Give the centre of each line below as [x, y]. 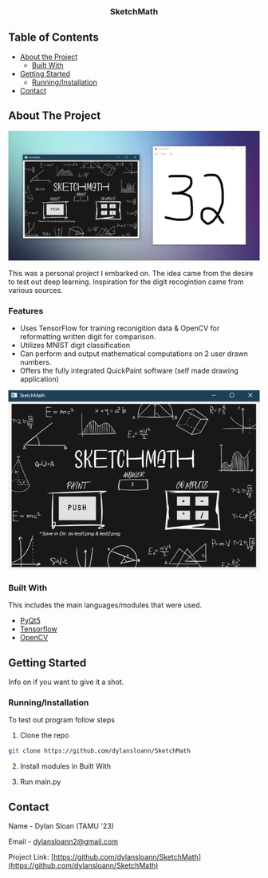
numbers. [35, 362]
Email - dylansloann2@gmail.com [63, 841]
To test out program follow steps [62, 720]
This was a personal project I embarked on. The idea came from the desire [131, 273]
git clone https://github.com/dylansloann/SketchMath [100, 751]
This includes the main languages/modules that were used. [105, 605]
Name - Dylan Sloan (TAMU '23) [61, 826]
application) [39, 379]
